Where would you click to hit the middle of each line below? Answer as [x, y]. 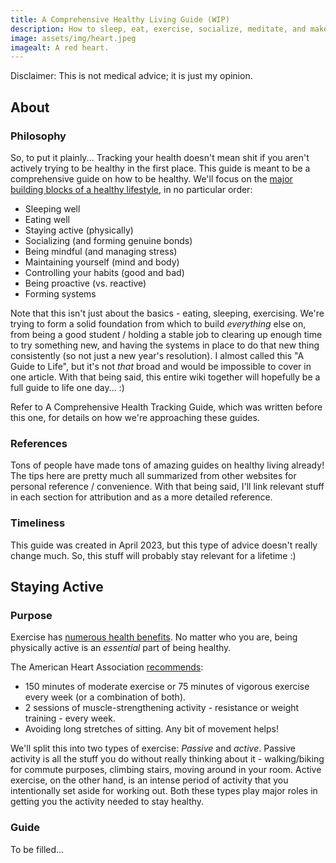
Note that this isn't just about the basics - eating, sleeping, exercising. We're [167, 313]
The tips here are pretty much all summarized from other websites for [153, 476]
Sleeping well [52, 208]
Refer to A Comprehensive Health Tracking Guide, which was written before [166, 407]
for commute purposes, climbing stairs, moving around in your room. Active [166, 770]
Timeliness [38, 523]
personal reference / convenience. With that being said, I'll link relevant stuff [167, 487]
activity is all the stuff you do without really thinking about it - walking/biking [167, 759]
